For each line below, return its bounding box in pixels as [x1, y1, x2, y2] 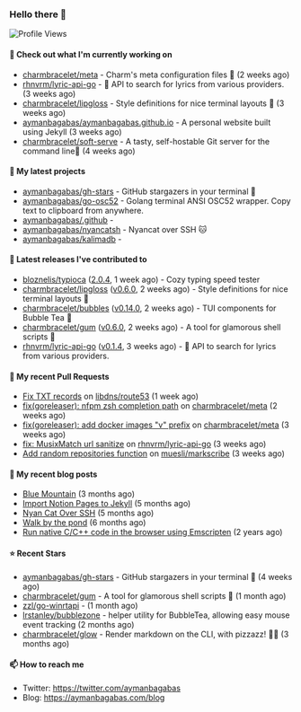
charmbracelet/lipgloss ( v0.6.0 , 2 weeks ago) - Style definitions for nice [22, 283, 289, 294]
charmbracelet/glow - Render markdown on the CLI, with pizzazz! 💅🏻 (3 [22, 628, 289, 639]
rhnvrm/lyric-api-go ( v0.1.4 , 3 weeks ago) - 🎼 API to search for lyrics [22, 340, 277, 351]
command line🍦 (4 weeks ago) [22, 145, 137, 156]
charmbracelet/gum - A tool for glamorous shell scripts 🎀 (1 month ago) [22, 590, 287, 601]
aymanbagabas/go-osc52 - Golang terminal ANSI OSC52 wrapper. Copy [22, 195, 291, 206]
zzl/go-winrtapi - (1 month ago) [22, 600, 138, 611]
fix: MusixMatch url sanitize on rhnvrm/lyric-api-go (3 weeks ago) [22, 439, 267, 450]
